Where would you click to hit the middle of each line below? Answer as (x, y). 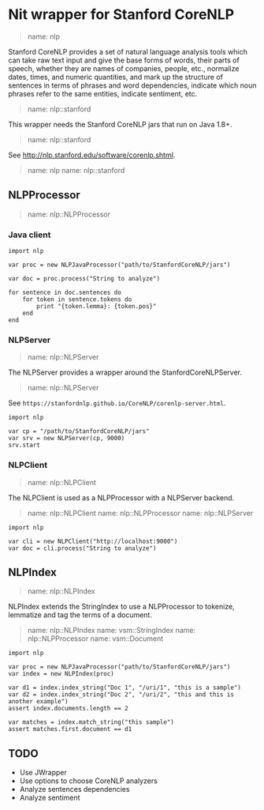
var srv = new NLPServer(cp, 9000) (67, 439)
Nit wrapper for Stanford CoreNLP (121, 15)
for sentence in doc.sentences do (65, 293)
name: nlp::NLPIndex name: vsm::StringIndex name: (112, 631)
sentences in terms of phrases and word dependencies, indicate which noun (133, 85)
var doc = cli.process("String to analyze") (82, 548)
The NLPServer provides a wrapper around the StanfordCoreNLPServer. (125, 372)
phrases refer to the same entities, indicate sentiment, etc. (103, 93)
